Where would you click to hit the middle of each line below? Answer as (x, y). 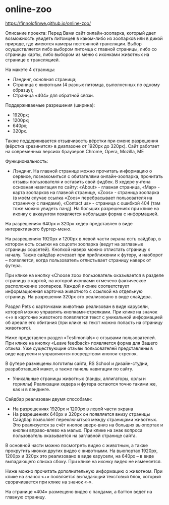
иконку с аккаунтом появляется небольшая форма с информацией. (86, 214)
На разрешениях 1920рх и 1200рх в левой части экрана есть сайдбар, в (83, 238)
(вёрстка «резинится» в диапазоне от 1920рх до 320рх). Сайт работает (82, 146)
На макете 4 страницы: (30, 70)
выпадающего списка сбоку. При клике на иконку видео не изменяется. (83, 461)
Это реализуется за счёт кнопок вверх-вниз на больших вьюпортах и (88, 425)
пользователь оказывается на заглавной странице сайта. (75, 435)
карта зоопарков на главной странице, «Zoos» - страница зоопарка (86, 192)
